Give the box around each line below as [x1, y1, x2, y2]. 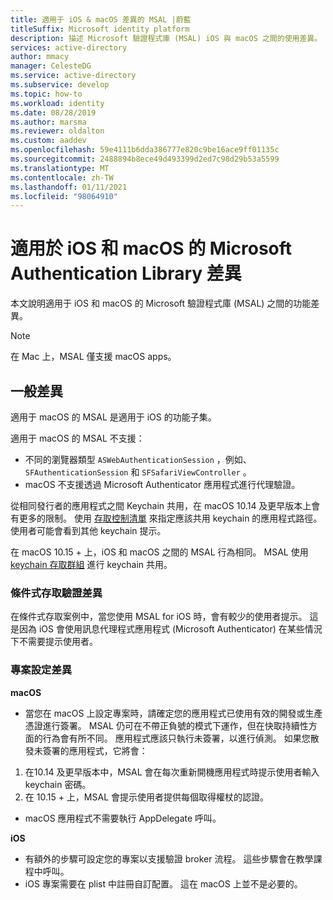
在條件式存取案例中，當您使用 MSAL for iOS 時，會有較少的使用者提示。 [10, 611, 308, 623]
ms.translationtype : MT [10, 163, 110, 173]
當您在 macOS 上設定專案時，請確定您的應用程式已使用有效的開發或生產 [24, 707, 323, 719]
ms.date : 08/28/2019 [10, 107, 97, 118]
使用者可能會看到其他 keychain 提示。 [10, 525, 167, 536]
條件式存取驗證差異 [10, 586, 103, 600]
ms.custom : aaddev [10, 136, 87, 146]
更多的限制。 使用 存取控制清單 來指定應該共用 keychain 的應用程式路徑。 [18, 512, 323, 524]
